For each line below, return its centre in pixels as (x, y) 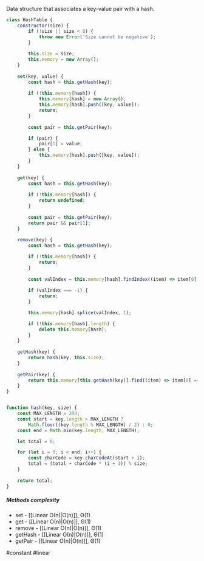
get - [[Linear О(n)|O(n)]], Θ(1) (53, 521)
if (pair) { (43, 138)
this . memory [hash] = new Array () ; (82, 99)
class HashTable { (29, 20)
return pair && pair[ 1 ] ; (59, 223)
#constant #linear (28, 553)
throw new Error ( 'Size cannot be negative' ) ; (97, 37)
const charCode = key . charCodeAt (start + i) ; (87, 458)
